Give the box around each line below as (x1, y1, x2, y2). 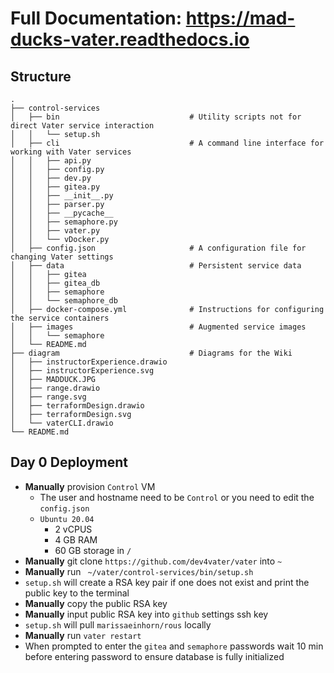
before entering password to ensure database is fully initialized (24, 650, 285, 662)
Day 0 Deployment (10, 454, 128, 471)
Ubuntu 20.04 (39, 514, 95, 524)
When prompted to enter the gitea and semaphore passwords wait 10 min (24, 640, 324, 652)
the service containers (10, 313, 110, 323)
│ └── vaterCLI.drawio (10, 418, 114, 428)
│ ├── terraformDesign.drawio (10, 401, 145, 411)
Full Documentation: (10, 7, 183, 30)
